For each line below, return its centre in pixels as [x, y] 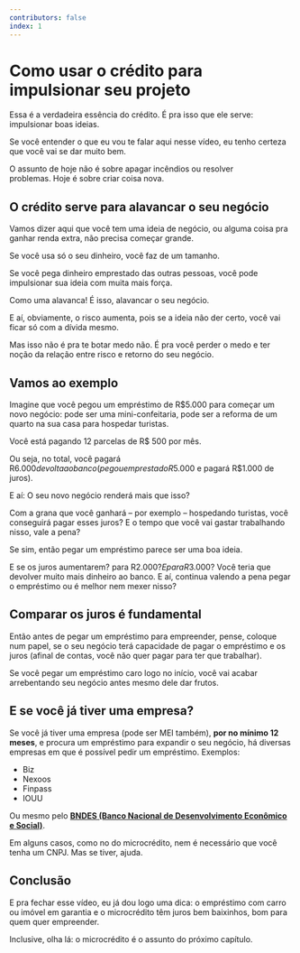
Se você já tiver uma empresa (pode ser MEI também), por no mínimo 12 [144, 733]
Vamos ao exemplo [64, 383]
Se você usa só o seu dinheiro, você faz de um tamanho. [115, 256]
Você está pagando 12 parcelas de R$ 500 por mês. [105, 441]
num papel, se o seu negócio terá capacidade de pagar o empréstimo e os [148, 645]
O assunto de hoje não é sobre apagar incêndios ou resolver [122, 169]
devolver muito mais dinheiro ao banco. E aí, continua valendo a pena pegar [150, 577]
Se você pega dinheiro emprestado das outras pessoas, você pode [134, 273]
